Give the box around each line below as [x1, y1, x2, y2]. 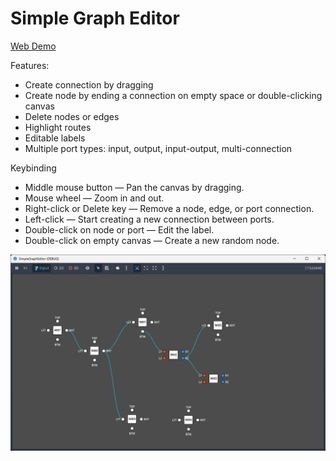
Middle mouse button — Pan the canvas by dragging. [24, 181, 245, 193]
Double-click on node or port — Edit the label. [24, 223, 215, 236]
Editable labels [24, 132, 86, 144]
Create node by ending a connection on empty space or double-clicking [24, 89, 323, 101]
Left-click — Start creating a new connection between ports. [24, 213, 275, 225]
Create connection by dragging [24, 78, 154, 91]
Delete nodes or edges [24, 110, 120, 122]
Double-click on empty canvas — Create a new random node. [24, 234, 280, 246]
